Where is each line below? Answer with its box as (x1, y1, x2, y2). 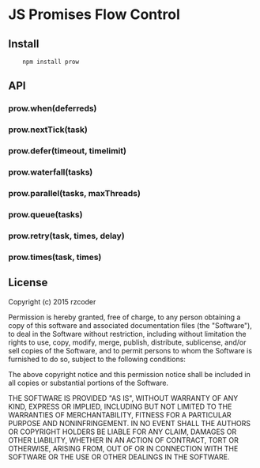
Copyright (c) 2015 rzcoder (8, 296, 96, 306)
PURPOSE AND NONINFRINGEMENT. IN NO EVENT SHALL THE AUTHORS (8, 418, 251, 428)
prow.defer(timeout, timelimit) (8, 145, 126, 157)
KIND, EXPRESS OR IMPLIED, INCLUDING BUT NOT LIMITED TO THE (8, 402, 232, 411)
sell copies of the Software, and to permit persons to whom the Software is (8, 345, 253, 355)
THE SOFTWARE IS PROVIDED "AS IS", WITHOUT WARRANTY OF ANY (8, 393, 239, 402)
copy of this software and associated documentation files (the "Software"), (8, 320, 253, 330)
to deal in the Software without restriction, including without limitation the (8, 329, 247, 338)
